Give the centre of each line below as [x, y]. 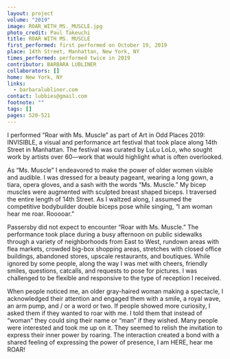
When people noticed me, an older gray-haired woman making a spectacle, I [115, 291]
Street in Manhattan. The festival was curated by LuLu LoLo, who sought [110, 149]
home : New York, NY [35, 77]
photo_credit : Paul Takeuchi [49, 33]
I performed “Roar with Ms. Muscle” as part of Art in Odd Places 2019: [106, 135]
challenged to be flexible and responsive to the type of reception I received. [114, 277]
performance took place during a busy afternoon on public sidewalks [105, 234]
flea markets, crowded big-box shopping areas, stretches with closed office [114, 249]
